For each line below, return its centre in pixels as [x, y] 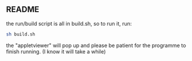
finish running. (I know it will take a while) [56, 51]
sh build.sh [21, 34]
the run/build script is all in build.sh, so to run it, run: [69, 23]
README [23, 10]
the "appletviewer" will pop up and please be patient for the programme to [96, 45]
